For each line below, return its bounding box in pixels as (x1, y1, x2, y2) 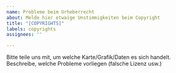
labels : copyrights (6, 26, 56, 32)
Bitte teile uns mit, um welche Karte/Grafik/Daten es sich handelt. (6, 54, 171, 61)
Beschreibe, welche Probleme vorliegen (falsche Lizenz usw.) (6, 60, 162, 68)
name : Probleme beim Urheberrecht (6, 9, 95, 15)
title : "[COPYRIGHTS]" (6, 20, 64, 26)
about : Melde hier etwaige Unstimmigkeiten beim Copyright (6, 15, 161, 21)
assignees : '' (6, 32, 43, 38)
